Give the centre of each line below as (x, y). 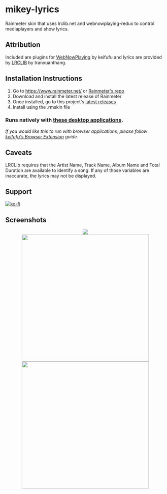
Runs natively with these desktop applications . (64, 120)
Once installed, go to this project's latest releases (64, 101)
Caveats (19, 153)
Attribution (23, 45)
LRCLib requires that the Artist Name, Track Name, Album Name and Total (82, 165)
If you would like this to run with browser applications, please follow (76, 131)
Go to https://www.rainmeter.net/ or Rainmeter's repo (68, 91)
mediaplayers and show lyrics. (37, 28)
